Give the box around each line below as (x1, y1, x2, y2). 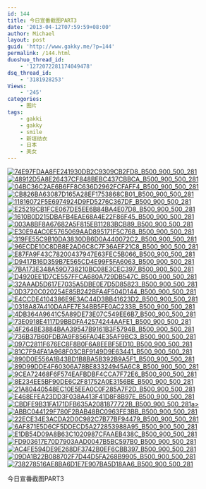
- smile (20, 128, 42, 135)
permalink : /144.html (7, 50, 71, 57)
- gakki (20, 115, 42, 122)
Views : (7, 83, 27, 90)
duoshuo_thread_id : (7, 56, 65, 64)
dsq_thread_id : (7, 69, 52, 76)
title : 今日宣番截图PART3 (7, 17, 78, 24)
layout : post (7, 37, 46, 44)
